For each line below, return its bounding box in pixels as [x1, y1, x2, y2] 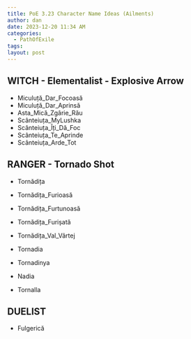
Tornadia [17, 245, 43, 253]
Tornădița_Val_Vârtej [17, 231, 75, 240]
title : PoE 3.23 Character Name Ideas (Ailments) [7, 10, 155, 17]
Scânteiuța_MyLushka [17, 116, 82, 124]
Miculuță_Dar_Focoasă [17, 94, 83, 102]
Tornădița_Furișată [17, 217, 71, 226]
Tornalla [17, 285, 41, 294]
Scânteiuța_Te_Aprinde [17, 131, 84, 139]
